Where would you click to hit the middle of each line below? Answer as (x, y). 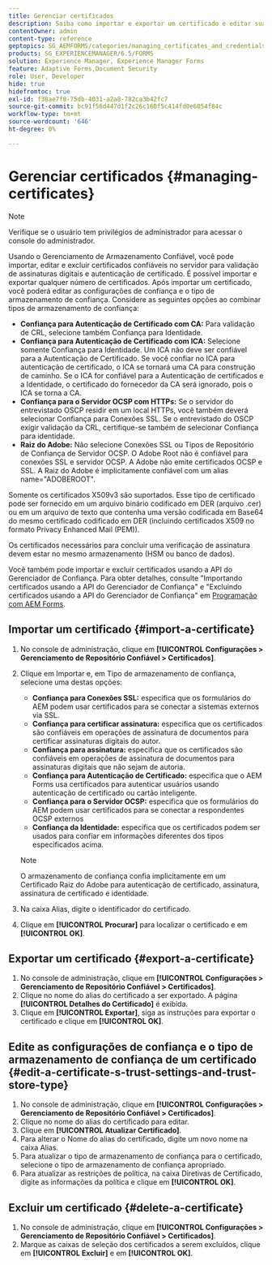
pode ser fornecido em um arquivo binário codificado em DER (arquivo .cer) (135, 503)
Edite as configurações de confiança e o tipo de (131, 1047)
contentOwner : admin (43, 31)
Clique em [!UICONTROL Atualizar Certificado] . (101, 1130)
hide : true (27, 84)
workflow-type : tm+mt (45, 114)
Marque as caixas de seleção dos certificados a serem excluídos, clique (140, 1244)
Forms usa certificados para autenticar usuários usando (125, 784)
